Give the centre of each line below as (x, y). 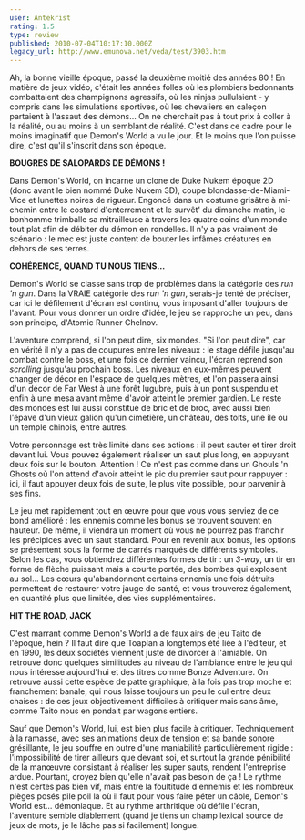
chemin (24, 210)
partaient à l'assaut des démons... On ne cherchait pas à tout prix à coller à (150, 117)
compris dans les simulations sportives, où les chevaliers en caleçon (138, 107)
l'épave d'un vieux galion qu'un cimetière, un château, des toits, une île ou (149, 418)
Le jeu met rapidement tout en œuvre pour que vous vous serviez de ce (144, 511)
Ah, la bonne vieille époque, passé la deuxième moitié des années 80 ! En (147, 77)
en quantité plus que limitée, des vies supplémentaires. (112, 599)
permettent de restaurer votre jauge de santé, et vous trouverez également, (151, 589)
